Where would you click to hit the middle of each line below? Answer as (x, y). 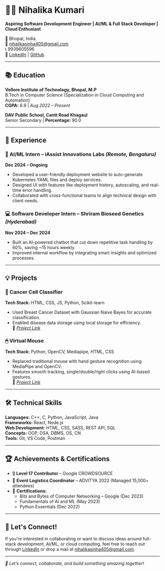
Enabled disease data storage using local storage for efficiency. (77, 323)
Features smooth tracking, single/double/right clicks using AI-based (81, 371)
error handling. (37, 190)
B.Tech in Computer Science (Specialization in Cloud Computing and (74, 95)
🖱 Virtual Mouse (25, 341)
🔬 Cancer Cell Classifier (34, 292)
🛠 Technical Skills (34, 403)
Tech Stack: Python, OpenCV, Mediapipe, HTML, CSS (60, 352)
